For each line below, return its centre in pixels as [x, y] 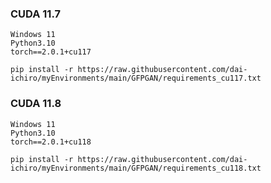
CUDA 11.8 [36, 104]
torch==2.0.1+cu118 [51, 142]
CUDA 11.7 [35, 14]
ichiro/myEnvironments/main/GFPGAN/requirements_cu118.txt [136, 168]
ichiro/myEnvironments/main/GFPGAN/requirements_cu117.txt [136, 78]
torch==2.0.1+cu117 [51, 52]
